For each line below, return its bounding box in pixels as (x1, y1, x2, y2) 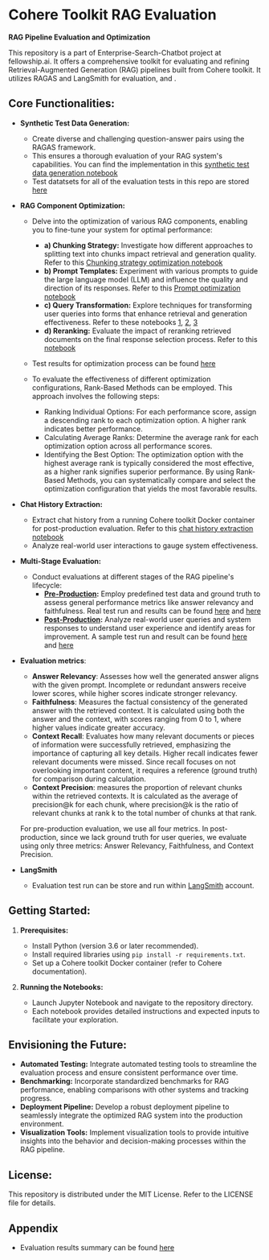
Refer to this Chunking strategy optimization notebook (43, 257, 223, 267)
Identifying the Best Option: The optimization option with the (43, 449, 243, 459)
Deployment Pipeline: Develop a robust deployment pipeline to (19, 1102, 230, 1112)
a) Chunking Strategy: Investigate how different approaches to (43, 240, 253, 250)
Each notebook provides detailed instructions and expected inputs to (31, 1006, 260, 1015)
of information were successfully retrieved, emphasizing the (31, 739, 231, 749)
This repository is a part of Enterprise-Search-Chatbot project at (8, 47, 222, 57)
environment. (19, 1119, 64, 1129)
